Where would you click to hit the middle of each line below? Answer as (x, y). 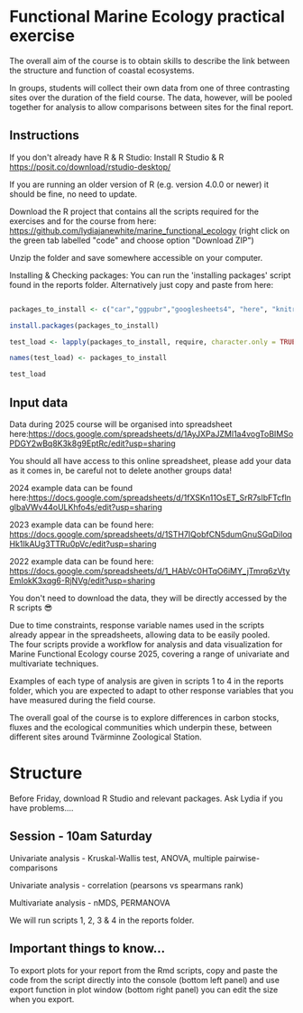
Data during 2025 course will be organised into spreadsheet (121, 424)
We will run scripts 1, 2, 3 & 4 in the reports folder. (102, 920)
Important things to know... (87, 948)
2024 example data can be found (71, 488)
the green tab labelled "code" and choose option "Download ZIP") (132, 240)
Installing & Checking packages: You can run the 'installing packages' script (150, 275)
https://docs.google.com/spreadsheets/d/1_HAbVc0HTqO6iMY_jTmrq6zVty (150, 571)
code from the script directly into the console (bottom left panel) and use (144, 980)
